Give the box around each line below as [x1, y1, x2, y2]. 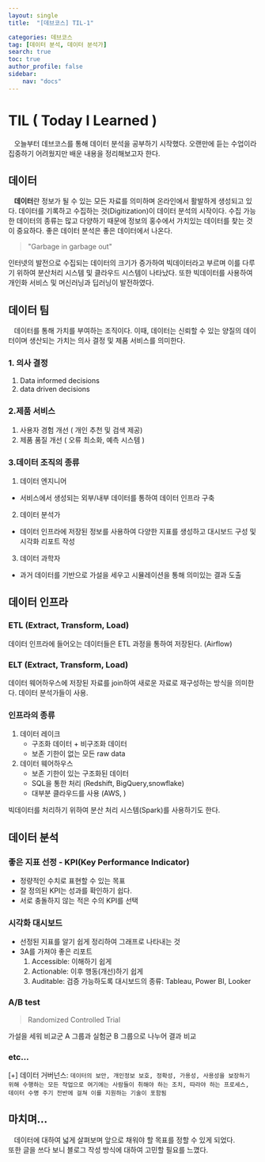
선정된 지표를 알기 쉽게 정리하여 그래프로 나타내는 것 [19, 937, 180, 947]
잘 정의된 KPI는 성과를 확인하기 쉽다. [19, 886, 132, 895]
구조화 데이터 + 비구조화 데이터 [31, 739, 128, 749]
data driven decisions [19, 385, 90, 394]
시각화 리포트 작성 [19, 537, 75, 546]
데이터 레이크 [19, 729, 61, 739]
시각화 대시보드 [8, 917, 63, 928]
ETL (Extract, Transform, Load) [8, 620, 129, 631]
